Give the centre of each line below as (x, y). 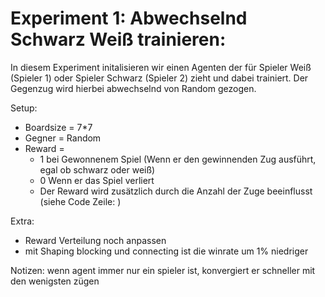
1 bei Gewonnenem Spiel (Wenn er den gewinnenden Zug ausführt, (178, 159)
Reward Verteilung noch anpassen (95, 240)
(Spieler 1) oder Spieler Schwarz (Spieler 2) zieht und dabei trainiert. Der (159, 78)
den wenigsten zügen (55, 281)
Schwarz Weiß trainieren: (118, 39)
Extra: (22, 221)
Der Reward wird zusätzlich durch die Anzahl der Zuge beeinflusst (176, 191)
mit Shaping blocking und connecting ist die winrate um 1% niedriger (166, 251)
